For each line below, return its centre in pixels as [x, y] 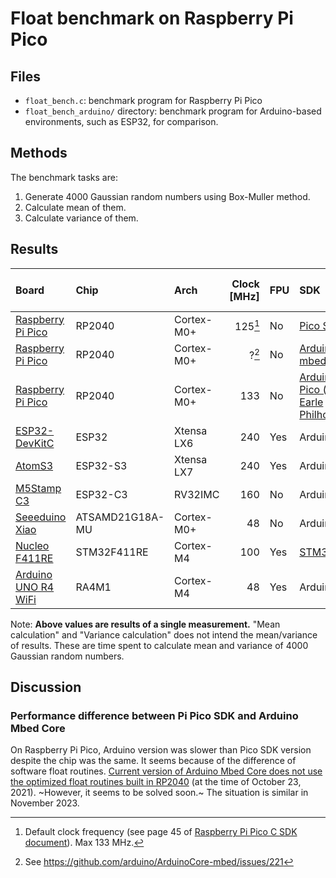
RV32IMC [197, 494]
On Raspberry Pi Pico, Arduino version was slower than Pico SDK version [161, 750]
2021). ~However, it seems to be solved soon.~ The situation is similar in [159, 793]
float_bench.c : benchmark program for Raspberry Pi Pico [143, 100]
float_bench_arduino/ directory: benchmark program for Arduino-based [173, 111]
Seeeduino [41, 517]
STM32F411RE [112, 552]
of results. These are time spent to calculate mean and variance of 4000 [159, 645]
